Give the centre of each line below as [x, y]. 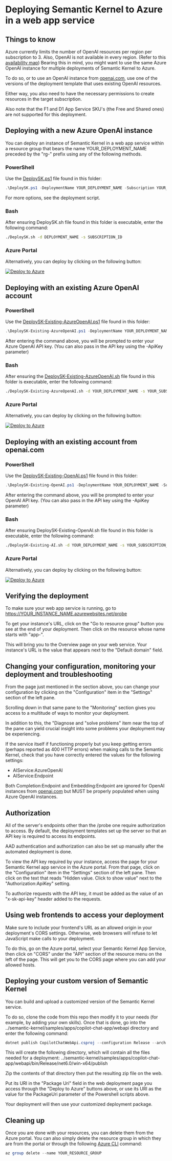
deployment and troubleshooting [59, 674]
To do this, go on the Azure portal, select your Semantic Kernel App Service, [86, 948]
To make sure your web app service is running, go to [61, 608]
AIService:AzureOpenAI [38, 770]
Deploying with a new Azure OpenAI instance [79, 130]
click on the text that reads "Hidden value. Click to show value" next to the [84, 878]
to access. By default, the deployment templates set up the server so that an [86, 831]
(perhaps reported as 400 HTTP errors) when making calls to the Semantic [84, 749]
